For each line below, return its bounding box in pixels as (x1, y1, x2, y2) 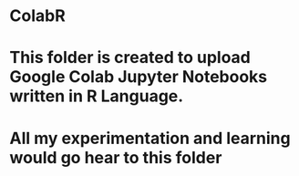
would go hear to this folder (9, 147, 222, 168)
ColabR (9, 5, 66, 26)
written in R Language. (9, 86, 184, 107)
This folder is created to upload (9, 47, 251, 68)
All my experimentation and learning (9, 128, 291, 149)
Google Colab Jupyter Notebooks (9, 67, 268, 88)
